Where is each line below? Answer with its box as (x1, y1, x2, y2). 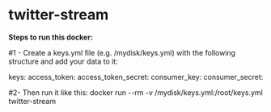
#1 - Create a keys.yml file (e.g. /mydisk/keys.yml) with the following (8, 48, 236, 57)
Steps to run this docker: (8, 32, 93, 42)
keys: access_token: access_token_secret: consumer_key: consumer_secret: (8, 72, 264, 81)
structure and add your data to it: (8, 56, 119, 66)
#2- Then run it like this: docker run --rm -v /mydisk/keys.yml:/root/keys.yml (8, 87, 263, 97)
